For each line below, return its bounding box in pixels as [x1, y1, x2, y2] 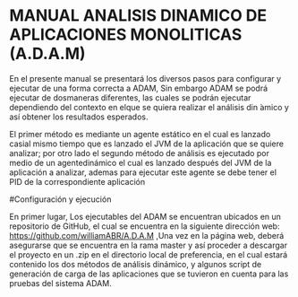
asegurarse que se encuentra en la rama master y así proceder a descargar [9, 240, 288, 250]
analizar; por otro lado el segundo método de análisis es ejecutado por [9, 147, 270, 158]
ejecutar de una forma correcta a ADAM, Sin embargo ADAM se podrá [9, 83, 268, 93]
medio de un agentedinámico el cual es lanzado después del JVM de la [9, 157, 272, 168]
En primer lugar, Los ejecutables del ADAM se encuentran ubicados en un [9, 211, 282, 222]
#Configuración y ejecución [9, 194, 112, 205]
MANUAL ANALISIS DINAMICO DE [9, 5, 268, 26]
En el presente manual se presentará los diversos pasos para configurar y [9, 73, 282, 83]
